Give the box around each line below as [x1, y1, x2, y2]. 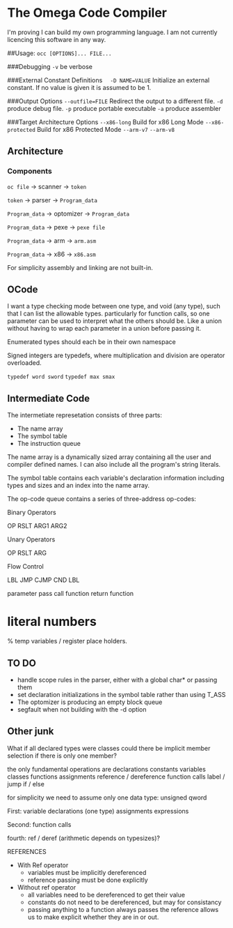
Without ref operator [17, 883, 77, 891]
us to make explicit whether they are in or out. [27, 913, 159, 921]
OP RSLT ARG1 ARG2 [7, 522, 67, 530]
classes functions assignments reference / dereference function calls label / [7, 772, 225, 781]
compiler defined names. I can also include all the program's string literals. [7, 461, 221, 469]
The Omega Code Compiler [7, 5, 168, 21]
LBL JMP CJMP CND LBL [7, 576, 80, 584]
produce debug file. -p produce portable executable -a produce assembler [7, 104, 221, 112]
